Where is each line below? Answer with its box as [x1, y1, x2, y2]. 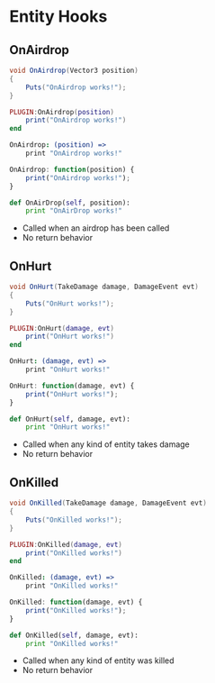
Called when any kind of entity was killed [22, 655, 175, 666]
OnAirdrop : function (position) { [9, 165, 135, 174]
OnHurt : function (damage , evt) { [9, 381, 135, 390]
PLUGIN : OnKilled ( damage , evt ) [9, 540, 123, 549]
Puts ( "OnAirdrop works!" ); [25, 83, 127, 92]
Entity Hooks [9, 6, 108, 27]
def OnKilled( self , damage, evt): [9, 631, 139, 640]
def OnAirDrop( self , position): [9, 198, 130, 207]
